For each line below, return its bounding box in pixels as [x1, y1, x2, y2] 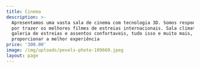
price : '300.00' [6, 42, 46, 48]
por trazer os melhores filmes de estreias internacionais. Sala [11, 25, 177, 31]
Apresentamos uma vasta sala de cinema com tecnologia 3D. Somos [11, 20, 177, 25]
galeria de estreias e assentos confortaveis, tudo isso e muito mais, [11, 31, 193, 37]
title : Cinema [6, 8, 42, 15]
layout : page [6, 53, 39, 59]
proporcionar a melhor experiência [11, 36, 100, 42]
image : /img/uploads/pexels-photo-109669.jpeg [6, 47, 124, 53]
